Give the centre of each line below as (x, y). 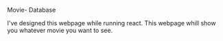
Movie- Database (32, 10)
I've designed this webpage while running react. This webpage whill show (111, 23)
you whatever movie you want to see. (60, 30)
